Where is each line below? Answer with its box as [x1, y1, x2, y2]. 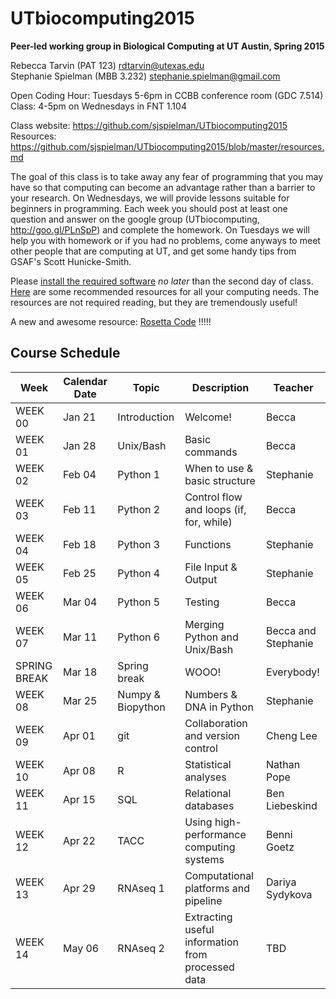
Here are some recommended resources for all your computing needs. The [10, 285, 320, 297]
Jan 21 [62, 410, 97, 424]
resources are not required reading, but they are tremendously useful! [10, 296, 298, 308]
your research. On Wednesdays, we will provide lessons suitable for [10, 192, 290, 204]
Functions [184, 537, 232, 551]
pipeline [184, 893, 223, 907]
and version [184, 728, 241, 742]
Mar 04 [62, 595, 98, 609]
